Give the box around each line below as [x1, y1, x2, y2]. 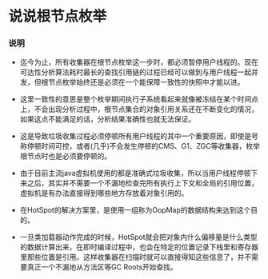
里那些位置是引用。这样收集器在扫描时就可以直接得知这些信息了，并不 [19, 253, 252, 262]
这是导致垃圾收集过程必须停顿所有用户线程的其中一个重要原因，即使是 [19, 131, 252, 141]
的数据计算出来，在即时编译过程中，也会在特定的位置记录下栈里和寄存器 [19, 242, 258, 252]
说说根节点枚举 [8, 7, 107, 26]
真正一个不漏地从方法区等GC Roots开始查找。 [26, 262, 178, 272]
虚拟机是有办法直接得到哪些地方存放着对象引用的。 [19, 189, 189, 198]
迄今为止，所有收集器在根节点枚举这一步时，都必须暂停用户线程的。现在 [19, 58, 258, 67]
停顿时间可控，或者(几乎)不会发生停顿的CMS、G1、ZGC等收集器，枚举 [26, 141, 261, 151]
